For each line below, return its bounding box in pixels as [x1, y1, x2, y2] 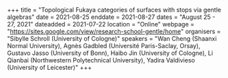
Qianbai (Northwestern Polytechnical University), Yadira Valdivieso [7, 56, 195, 64]
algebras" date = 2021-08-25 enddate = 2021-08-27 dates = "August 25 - [7, 13, 216, 21]
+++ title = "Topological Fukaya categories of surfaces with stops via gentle [7, 6, 221, 14]
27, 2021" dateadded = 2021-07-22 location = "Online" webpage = [7, 20, 195, 28]
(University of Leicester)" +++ [7, 64, 92, 71]
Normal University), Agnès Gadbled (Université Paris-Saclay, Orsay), [7, 42, 201, 50]
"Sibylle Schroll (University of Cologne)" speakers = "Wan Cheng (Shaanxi [7, 35, 217, 43]
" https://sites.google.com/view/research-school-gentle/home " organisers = [7, 27, 221, 35]
